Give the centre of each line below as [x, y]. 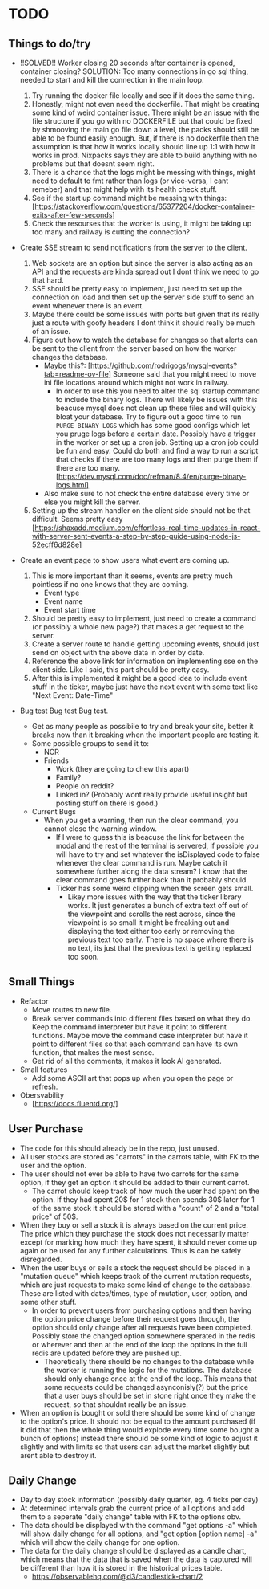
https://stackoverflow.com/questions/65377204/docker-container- [145, 206]
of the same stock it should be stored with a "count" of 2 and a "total [145, 1208]
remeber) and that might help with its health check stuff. [124, 189]
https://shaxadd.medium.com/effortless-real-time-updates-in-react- [148, 528]
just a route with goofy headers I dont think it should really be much [143, 323]
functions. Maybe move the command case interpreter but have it [140, 1035]
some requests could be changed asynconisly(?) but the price [146, 1387]
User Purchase [46, 1129]
